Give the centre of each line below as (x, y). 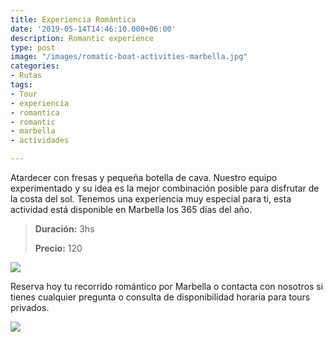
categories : (35, 66)
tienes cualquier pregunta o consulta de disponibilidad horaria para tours (160, 297)
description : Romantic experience (82, 38)
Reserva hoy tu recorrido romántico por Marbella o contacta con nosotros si (167, 286)
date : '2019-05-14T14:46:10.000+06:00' (93, 29)
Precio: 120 (58, 248)
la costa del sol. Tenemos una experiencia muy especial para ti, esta (151, 199)
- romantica (35, 112)
